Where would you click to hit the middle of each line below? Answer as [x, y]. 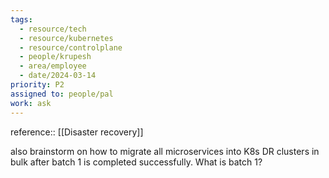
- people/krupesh [55, 57]
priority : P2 [37, 85]
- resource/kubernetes [66, 38]
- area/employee [53, 66]
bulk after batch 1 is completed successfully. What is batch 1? [136, 162]
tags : [21, 19]
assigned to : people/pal [62, 94]
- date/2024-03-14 [58, 76]
